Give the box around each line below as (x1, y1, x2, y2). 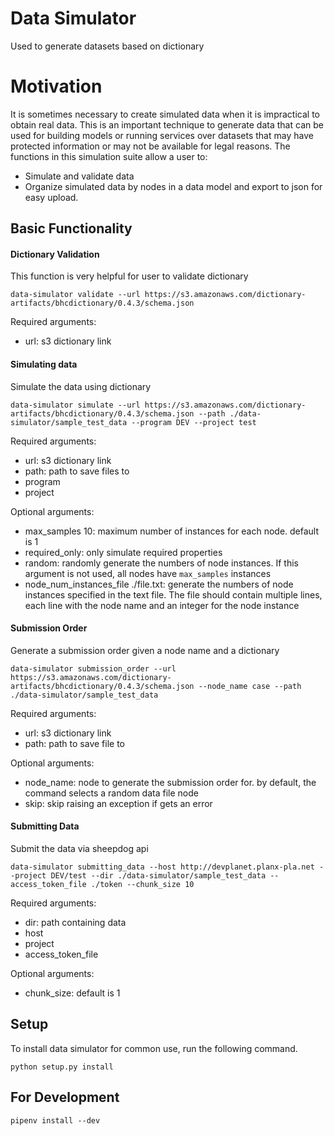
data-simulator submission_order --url (10, 663, 177, 674)
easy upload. (24, 191, 79, 203)
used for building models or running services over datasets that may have (10, 129, 314, 141)
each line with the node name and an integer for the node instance (24, 599, 300, 611)
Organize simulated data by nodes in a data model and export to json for (24, 180, 323, 192)
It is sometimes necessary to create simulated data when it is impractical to (10, 108, 320, 120)
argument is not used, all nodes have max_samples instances (24, 567, 272, 579)
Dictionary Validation (10, 248, 100, 260)
